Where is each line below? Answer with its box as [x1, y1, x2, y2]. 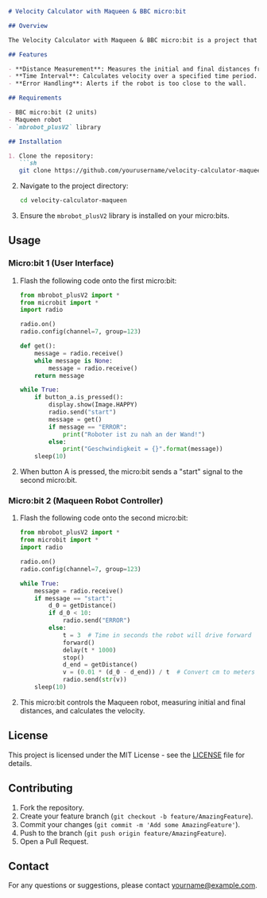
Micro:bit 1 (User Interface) [8, 258, 114, 269]
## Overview [8, 21, 48, 29]
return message [34, 371, 85, 379]
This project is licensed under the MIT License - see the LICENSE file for [8, 750, 245, 760]
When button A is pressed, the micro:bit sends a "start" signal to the [19, 467, 243, 476]
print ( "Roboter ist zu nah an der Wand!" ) [62, 430, 206, 438]
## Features [8, 50, 48, 59]
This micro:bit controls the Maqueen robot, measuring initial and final [19, 697, 246, 707]
